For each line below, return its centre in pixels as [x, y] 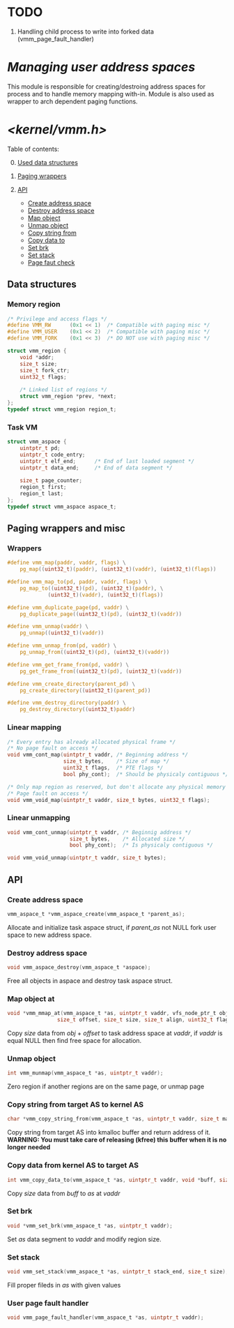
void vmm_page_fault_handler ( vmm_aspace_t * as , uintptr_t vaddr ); [106, 1318]
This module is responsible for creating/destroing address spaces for [106, 86]
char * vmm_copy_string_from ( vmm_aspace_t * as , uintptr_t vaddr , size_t [113, 1119]
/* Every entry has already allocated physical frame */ [92, 742]
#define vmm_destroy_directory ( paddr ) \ [67, 703]
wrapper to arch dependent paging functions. [72, 101]
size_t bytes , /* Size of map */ [116, 761]
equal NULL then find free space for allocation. [75, 1040]
